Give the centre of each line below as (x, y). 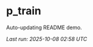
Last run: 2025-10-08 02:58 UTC (47, 39)
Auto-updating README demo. (44, 27)
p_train (24, 11)
